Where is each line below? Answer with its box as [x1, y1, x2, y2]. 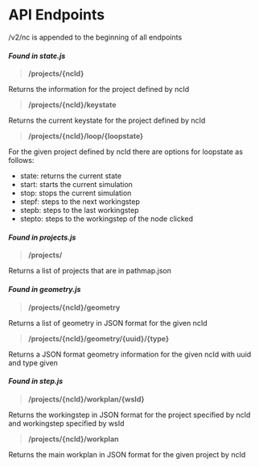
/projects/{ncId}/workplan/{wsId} [27, 394, 145, 404]
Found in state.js [8, 51, 66, 60]
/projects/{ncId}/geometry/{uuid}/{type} [27, 333, 170, 344]
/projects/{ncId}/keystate [27, 100, 117, 110]
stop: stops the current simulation [19, 188, 132, 198]
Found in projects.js [8, 232, 76, 242]
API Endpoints [8, 6, 105, 24]
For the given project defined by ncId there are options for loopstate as [8, 147, 244, 156]
